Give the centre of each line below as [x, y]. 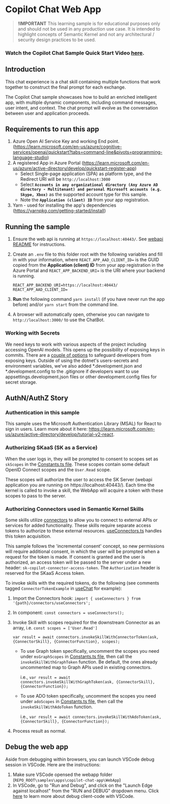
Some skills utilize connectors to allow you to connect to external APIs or [81, 520]
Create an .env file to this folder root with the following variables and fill [88, 254]
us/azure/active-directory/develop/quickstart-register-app [74, 169]
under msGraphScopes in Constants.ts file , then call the [76, 656]
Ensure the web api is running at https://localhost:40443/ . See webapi [88, 239]
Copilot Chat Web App [53, 9]
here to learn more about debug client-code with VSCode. [74, 796]
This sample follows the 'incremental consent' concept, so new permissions [85, 546]
